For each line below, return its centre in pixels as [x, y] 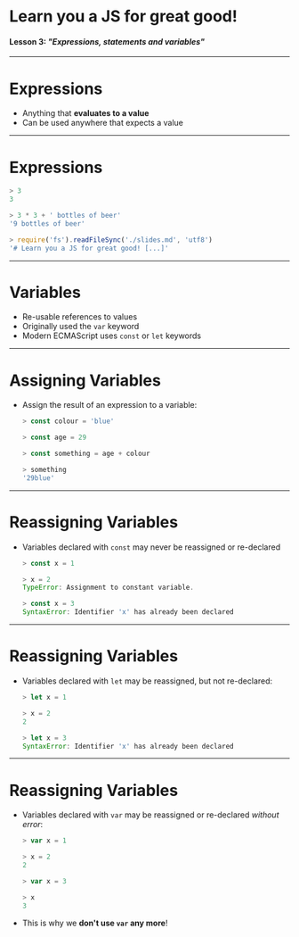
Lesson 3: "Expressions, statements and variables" [107, 41]
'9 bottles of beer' [48, 224]
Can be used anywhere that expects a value [103, 123]
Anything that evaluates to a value [85, 113]
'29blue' [38, 478]
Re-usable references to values [80, 317]
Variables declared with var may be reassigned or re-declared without [150, 815]
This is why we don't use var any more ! [95, 923]
